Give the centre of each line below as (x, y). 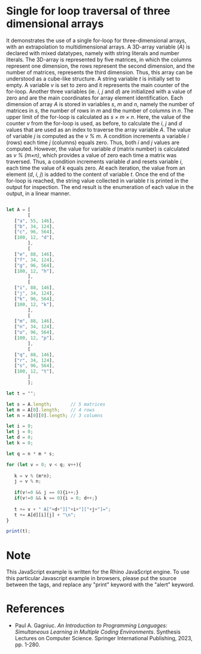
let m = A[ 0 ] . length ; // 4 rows (51, 410)
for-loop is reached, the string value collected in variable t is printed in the (97, 181)
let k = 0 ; (20, 443)
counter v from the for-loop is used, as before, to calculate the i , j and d (94, 123)
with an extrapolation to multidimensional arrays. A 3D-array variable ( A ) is (98, 47)
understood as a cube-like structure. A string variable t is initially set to (93, 79)
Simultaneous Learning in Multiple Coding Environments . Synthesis (98, 632)
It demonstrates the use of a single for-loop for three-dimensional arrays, (96, 40)
